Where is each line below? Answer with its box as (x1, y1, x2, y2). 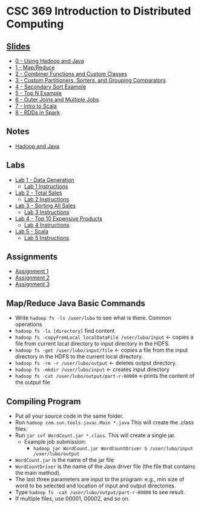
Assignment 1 (15, 268, 49, 275)
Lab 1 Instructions (24, 182, 68, 190)
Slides (6, 41, 30, 52)
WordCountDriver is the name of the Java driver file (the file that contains (15, 463, 196, 470)
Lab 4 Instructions (24, 221, 70, 229)
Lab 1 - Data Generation (15, 176, 74, 183)
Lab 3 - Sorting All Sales (15, 202, 76, 209)
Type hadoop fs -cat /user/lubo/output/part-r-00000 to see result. (15, 489, 186, 496)
